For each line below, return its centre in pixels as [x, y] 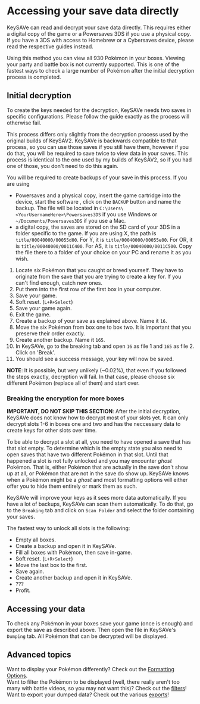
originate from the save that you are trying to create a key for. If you [98, 276]
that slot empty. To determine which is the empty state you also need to [95, 448]
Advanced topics [39, 655]
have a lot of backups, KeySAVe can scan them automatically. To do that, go [100, 504]
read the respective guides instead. [50, 46]
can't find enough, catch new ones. [59, 283]
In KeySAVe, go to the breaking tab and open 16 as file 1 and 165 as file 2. [105, 346]
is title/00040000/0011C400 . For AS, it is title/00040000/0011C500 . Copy [104, 246]
